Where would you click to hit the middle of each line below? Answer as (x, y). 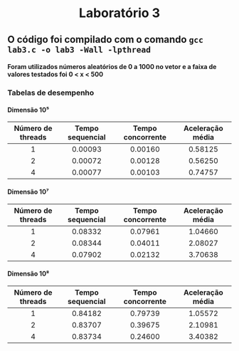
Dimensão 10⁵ (28, 110)
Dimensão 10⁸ (28, 274)
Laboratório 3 (119, 13)
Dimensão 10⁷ (28, 192)
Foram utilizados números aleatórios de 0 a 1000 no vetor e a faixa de (112, 67)
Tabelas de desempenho (51, 93)
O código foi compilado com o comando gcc (106, 40)
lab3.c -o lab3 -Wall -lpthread (79, 49)
